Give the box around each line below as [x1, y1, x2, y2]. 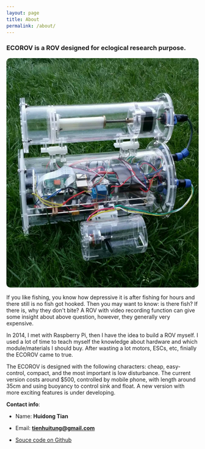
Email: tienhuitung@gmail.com [15, 424, 95, 431]
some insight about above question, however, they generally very [6, 313, 171, 321]
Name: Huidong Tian [15, 412, 68, 420]
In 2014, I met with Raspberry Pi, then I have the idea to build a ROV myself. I [6, 331, 198, 339]
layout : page [6, 10, 40, 16]
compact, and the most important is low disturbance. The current [27, 369, 191, 376]
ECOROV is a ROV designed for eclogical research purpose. [6, 43, 186, 52]
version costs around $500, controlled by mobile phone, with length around [6, 376, 196, 383]
